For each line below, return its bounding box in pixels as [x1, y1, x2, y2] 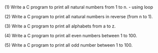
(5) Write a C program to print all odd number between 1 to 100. [4, 42, 133, 48]
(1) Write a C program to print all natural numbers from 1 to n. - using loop [4, 4, 153, 10]
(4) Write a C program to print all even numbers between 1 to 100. [4, 33, 137, 38]
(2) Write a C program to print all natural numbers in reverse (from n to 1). [4, 14, 153, 19]
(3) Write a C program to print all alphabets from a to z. [4, 23, 116, 29]
